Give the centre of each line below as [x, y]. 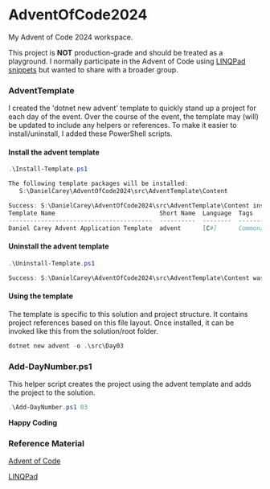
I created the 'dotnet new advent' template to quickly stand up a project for [133, 108]
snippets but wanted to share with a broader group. [93, 69]
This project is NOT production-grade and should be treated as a [116, 52]
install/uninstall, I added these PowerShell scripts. [90, 134]
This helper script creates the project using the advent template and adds [130, 384]
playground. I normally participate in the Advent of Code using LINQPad [127, 61]
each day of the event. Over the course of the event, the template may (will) [134, 117]
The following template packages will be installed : [98, 184]
